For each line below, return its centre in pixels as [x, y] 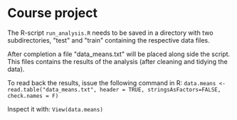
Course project [53, 13]
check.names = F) [33, 96]
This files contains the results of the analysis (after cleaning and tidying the [117, 61]
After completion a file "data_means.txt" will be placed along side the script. [119, 54]
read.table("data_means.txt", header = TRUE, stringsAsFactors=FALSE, [114, 89]
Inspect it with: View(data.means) [55, 109]
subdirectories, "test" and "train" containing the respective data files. [109, 40]
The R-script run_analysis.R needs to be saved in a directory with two [110, 33]
